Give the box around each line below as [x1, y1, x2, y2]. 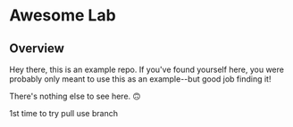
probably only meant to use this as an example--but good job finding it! [9, 74, 272, 84]
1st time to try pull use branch [9, 108, 119, 118]
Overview [9, 41, 65, 56]
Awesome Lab [9, 5, 116, 26]
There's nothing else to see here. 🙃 [9, 91, 141, 101]
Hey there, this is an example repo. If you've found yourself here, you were [9, 64, 284, 75]
